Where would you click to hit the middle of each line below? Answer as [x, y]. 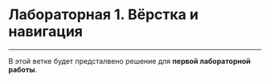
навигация [45, 31]
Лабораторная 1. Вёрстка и [104, 15]
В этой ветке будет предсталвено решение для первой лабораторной [129, 61]
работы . [23, 69]
